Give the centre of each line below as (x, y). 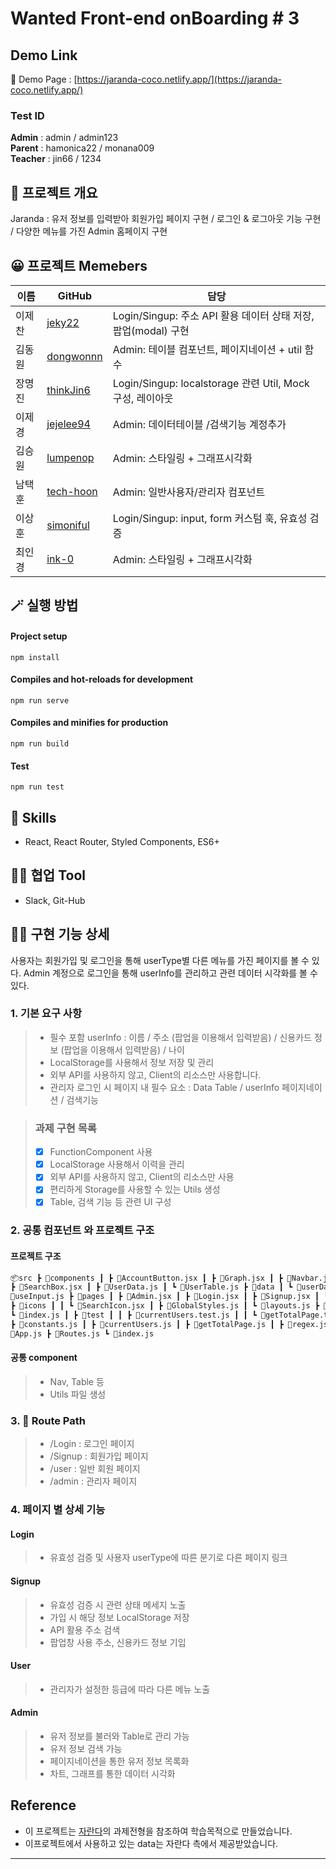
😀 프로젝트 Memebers (79, 265)
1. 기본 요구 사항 (46, 1014)
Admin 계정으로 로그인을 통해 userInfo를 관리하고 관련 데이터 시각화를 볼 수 (170, 973)
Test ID (27, 115)
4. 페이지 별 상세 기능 (58, 1510)
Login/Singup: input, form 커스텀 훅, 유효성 (210, 518)
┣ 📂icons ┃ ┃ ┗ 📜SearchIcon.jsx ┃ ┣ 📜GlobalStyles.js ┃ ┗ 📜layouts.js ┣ (165, 1306)
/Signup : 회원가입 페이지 (99, 1456)
